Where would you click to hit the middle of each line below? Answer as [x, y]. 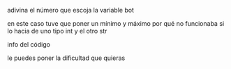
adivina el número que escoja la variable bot [71, 10]
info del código [29, 44]
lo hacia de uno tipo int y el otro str [57, 31]
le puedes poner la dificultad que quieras [66, 58]
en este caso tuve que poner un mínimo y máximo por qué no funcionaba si [116, 23]
